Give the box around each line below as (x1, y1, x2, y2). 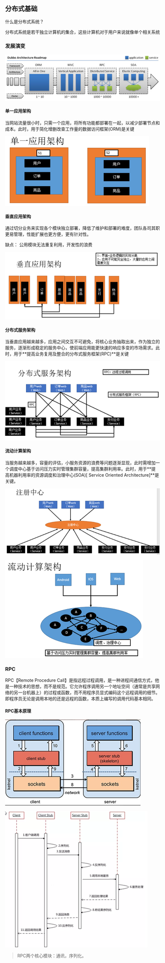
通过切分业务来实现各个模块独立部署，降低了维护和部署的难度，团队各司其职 (5, 225, 160, 231)
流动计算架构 (5, 448, 31, 454)
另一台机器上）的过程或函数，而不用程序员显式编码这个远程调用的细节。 (13, 690, 160, 695)
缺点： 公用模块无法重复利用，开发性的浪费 (5, 242, 92, 248)
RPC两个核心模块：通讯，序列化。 (17, 953, 86, 959)
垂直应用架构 (5, 213, 31, 219)
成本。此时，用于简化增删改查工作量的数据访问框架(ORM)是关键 (5, 126, 135, 132)
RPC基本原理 (5, 708, 31, 714)
